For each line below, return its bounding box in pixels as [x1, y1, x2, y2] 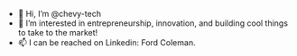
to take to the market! [17, 28, 98, 37]
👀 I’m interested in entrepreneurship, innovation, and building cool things [17, 18, 289, 28]
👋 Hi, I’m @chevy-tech [17, 9, 102, 19]
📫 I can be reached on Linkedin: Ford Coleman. [17, 37, 196, 48]
